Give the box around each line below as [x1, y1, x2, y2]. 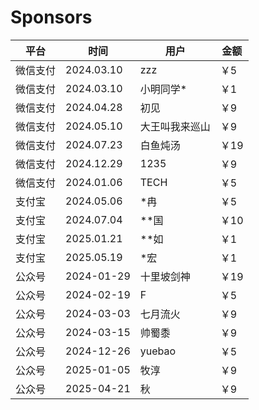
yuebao [139, 344, 177, 358]
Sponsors [10, 6, 93, 29]
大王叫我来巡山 [139, 119, 211, 133]
